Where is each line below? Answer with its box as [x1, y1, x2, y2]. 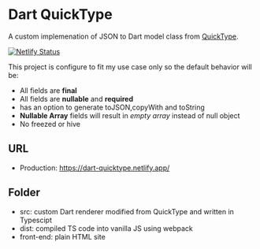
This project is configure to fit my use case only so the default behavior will [8, 61, 252, 72]
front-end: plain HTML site [19, 232, 106, 241]
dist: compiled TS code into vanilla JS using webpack [19, 223, 193, 233]
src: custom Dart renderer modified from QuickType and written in [19, 206, 235, 216]
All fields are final [19, 85, 77, 95]
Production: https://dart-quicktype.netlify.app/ [19, 163, 170, 173]
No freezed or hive [19, 119, 81, 128]
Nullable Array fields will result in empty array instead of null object [19, 110, 240, 120]
